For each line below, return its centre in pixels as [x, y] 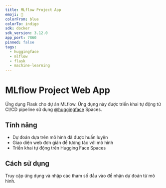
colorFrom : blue [22, 19]
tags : [11, 47]
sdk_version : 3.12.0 [27, 33]
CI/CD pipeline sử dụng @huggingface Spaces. [54, 109]
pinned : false [20, 42]
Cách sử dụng [27, 164]
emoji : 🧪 [14, 14]
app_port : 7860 [21, 38]
